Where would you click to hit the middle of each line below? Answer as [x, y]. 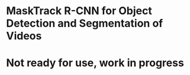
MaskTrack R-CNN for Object [79, 11]
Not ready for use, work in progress [95, 63]
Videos [24, 36]
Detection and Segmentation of [85, 23]
